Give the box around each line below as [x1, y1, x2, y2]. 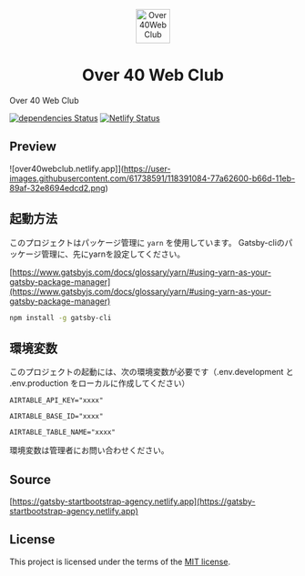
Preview [9, 139, 57, 155]
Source [9, 471, 52, 487]
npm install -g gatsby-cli [9, 313, 112, 322]
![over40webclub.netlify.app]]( [9, 163, 125, 174]
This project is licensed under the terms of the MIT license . [9, 556, 230, 567]
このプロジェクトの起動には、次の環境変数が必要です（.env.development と [9, 367, 294, 378]
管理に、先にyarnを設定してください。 [40, 248, 185, 259]
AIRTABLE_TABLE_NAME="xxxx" [9, 428, 117, 437]
